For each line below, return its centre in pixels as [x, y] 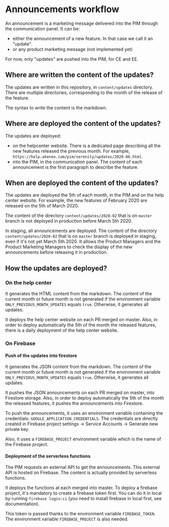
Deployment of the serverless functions [48, 456]
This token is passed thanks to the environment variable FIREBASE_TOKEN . [80, 514]
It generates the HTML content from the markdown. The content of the [79, 294]
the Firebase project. [27, 445]
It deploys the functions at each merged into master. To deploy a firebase [81, 488]
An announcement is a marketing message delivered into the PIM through [81, 23]
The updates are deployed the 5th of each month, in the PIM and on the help [84, 195]
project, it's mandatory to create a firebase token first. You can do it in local [83, 493]
